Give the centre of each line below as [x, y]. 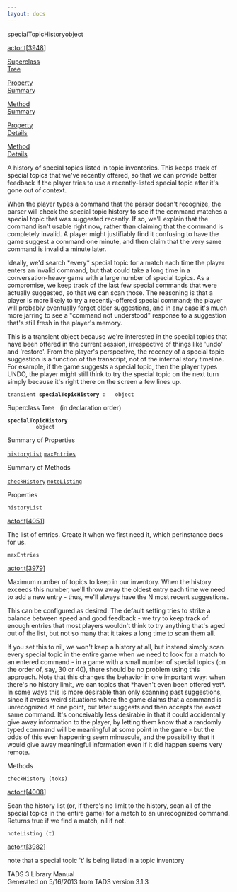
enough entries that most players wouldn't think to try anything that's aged [116, 625]
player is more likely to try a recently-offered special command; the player [115, 300]
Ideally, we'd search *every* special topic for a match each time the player [116, 262]
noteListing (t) [31, 833]
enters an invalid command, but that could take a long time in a [99, 270]
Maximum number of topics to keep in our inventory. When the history [109, 581]
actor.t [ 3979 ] [27, 568]
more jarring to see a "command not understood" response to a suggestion [117, 315]
